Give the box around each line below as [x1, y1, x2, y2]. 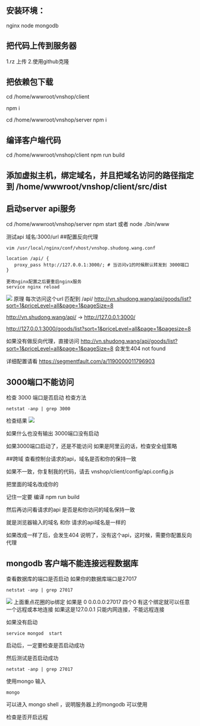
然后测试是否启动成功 [6, 654, 58, 662]
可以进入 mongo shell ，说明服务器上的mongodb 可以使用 [6, 701, 148, 708]
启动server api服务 [6, 204, 76, 214]
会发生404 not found [114, 345, 166, 352]
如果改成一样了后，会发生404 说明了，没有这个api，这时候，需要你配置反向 [6, 532, 192, 539]
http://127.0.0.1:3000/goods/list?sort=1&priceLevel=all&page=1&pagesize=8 [6, 325, 192, 333]
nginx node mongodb [6, 22, 59, 29]
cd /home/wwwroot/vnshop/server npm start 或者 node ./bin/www [6, 221, 170, 228]
